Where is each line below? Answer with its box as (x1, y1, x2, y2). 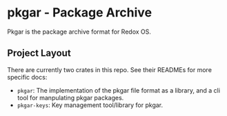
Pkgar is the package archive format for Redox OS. (7, 27, 152, 36)
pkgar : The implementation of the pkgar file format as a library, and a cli (17, 86, 221, 94)
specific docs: (7, 73, 48, 81)
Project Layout (7, 47, 71, 59)
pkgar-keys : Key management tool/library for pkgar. (17, 101, 164, 109)
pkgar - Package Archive (7, 5, 152, 21)
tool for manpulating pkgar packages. (17, 93, 124, 102)
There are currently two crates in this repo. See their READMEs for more (7, 65, 213, 73)
